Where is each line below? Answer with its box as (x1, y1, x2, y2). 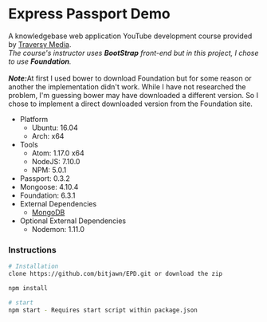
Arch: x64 (31, 131, 65, 140)
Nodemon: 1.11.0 (31, 224, 85, 234)
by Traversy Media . (8, 39, 72, 49)
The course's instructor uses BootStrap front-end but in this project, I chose (8, 48, 259, 57)
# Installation (8, 262, 59, 271)
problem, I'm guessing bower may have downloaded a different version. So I (8, 90, 259, 100)
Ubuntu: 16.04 (31, 123, 78, 132)
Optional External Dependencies (19, 216, 127, 226)
